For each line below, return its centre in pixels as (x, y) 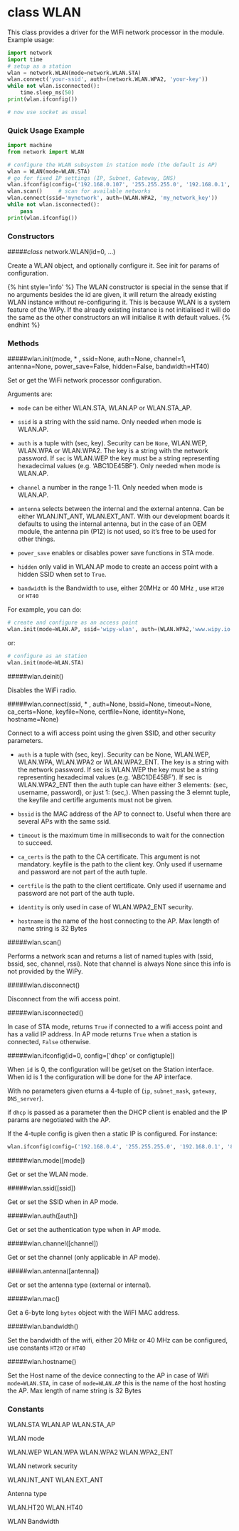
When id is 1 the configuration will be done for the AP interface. (100, 1077)
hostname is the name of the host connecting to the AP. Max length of (118, 921)
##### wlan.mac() (34, 1298)
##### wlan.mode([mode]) (46, 1160)
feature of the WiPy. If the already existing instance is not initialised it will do (119, 310)
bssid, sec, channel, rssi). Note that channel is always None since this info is (119, 964)
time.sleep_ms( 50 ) (47, 93)
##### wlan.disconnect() (44, 985)
